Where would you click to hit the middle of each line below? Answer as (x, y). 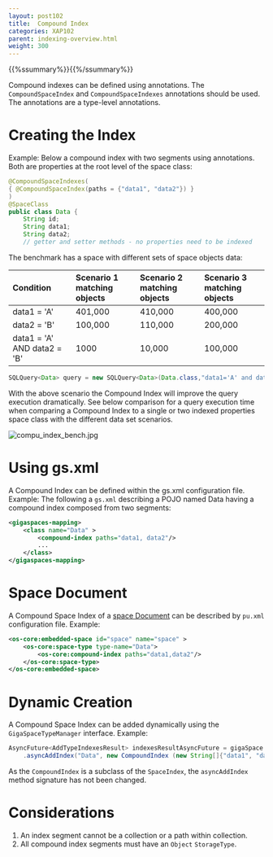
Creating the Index (72, 136)
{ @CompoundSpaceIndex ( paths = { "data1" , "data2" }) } (102, 189)
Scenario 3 (226, 278)
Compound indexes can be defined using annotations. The (106, 85)
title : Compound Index (49, 24)
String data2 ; (47, 234)
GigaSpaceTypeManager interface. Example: (78, 733)
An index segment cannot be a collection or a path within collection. (134, 835)
